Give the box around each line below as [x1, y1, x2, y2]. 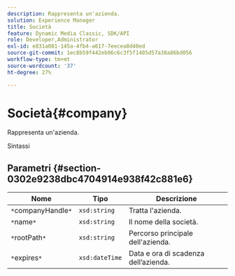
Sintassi [7, 142, 30, 151]
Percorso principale [128, 228, 194, 238]
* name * [10, 217, 37, 227]
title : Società [7, 23, 52, 30]
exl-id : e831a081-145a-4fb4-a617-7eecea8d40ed [7, 43, 145, 50]
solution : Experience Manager [7, 17, 96, 24]
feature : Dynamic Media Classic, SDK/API [7, 29, 130, 37]
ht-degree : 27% [7, 69, 52, 76]
